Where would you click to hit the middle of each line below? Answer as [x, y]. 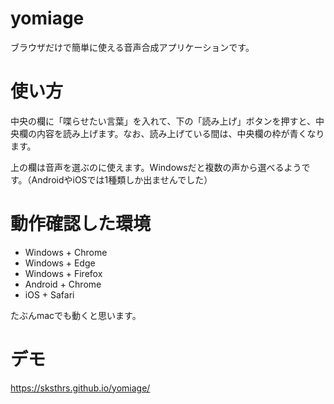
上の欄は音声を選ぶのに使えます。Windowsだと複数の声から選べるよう [156, 167]
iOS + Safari [49, 294]
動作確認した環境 [81, 224]
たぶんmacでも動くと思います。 [76, 315]
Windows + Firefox [63, 273]
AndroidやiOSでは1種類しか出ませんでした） [122, 179]
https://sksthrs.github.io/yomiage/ [80, 388]
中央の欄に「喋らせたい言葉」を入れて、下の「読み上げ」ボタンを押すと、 [163, 121]
